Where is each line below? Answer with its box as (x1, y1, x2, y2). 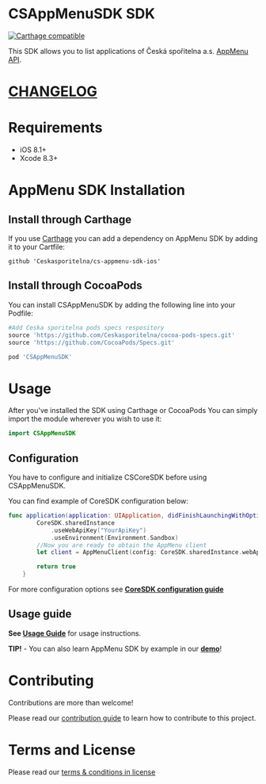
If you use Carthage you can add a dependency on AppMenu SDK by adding (8, 234, 258, 243)
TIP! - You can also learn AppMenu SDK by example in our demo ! (8, 644, 222, 653)
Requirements (8, 119, 103, 137)
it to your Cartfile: (8, 243, 66, 252)
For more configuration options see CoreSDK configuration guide (8, 584, 224, 594)
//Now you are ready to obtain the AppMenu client (36, 541, 207, 549)
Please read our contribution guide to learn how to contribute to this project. (8, 713, 256, 722)
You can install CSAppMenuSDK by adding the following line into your (8, 300, 236, 309)
